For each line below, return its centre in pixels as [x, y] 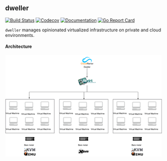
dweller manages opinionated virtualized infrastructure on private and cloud [83, 30]
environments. [20, 35]
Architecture [19, 46]
